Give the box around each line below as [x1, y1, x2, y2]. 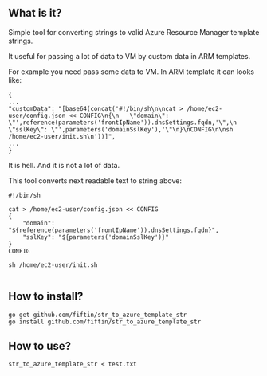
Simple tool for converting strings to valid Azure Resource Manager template [8, 27, 260, 37]
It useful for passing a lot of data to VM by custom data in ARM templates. [8, 51, 251, 61]
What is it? [8, 6, 62, 20]
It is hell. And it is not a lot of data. [8, 160, 120, 170]
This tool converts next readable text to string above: [8, 175, 182, 186]
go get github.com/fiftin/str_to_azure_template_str [8, 311, 187, 319]
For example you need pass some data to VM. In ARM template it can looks [8, 67, 255, 76]
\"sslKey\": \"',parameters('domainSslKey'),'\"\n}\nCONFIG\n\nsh [8, 125, 234, 134]
